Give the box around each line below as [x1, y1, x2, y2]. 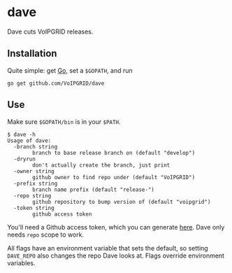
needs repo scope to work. [7, 230, 85, 239]
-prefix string [13, 180, 58, 187]
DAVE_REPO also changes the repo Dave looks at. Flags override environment [7, 251, 225, 260]
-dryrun [13, 155, 36, 162]
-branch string [13, 143, 58, 150]
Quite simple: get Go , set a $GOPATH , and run [7, 66, 133, 74]
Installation [7, 48, 57, 59]
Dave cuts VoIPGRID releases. [7, 27, 94, 36]
